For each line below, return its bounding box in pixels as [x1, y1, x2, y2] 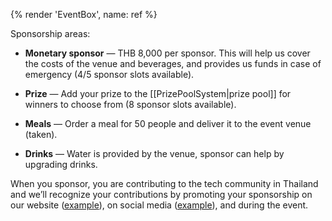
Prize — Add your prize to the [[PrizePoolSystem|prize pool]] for [24, 88, 292, 99]
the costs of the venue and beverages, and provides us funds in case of [24, 58, 322, 69]
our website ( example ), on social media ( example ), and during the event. [10, 199, 309, 211]
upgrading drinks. [24, 159, 98, 170]
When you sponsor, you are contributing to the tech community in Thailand [10, 178, 319, 189]
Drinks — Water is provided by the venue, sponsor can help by [24, 148, 285, 159]
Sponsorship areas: [10, 28, 91, 39]
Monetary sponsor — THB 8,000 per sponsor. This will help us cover [24, 47, 311, 59]
